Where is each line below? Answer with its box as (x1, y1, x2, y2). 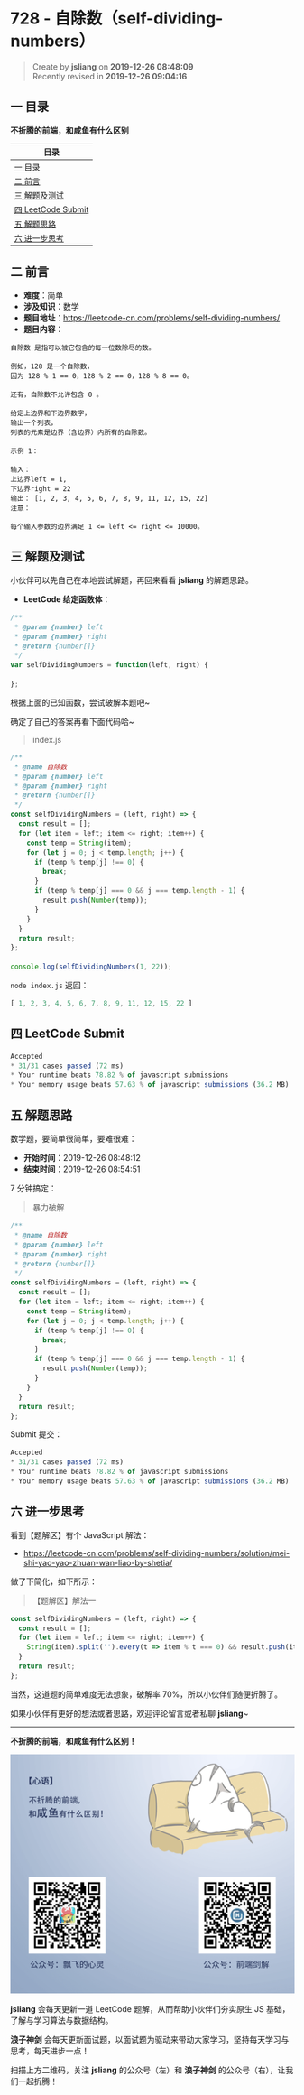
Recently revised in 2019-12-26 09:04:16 (32, 70, 188, 81)
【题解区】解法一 (32, 1595, 97, 1606)
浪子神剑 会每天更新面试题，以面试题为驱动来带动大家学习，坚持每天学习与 (10, 2035, 290, 2045)
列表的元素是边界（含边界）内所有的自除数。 (10, 428, 152, 438)
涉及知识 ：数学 (23, 301, 79, 312)
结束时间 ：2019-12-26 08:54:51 (23, 1163, 141, 1174)
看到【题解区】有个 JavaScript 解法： (10, 1529, 150, 1540)
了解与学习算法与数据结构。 (10, 2015, 114, 2026)
